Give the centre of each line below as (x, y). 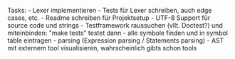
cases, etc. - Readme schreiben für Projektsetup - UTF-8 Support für (109, 18)
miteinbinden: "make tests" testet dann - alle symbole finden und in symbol (117, 33)
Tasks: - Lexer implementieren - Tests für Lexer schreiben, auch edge (110, 10)
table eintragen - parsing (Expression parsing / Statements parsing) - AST (116, 41)
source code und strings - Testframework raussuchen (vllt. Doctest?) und (115, 25)
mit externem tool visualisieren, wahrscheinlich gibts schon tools (102, 48)
